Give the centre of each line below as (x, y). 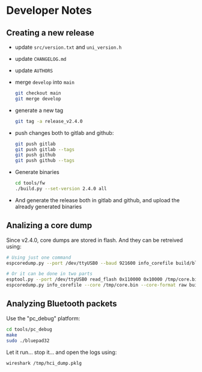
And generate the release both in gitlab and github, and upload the (97, 200)
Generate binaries (37, 172)
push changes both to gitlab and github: (64, 132)
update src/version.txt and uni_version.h (68, 47)
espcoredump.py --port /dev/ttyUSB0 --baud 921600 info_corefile (90, 263)
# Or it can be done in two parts (50, 274)
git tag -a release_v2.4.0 (49, 121)
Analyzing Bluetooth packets (62, 304)
